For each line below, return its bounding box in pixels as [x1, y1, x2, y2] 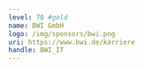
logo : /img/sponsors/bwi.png [8, 29, 116, 38]
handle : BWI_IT [8, 46, 64, 55]
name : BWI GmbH [8, 21, 64, 30]
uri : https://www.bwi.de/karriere [8, 37, 136, 47]
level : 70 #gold [8, 12, 68, 22]
